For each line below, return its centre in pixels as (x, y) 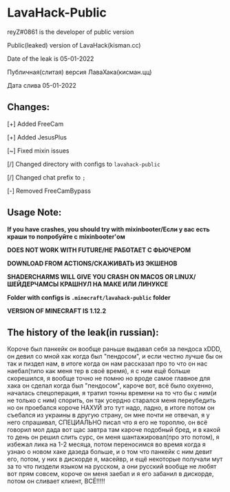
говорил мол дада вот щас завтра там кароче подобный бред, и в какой (114, 430)
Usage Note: (34, 212)
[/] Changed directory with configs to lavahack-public (84, 164)
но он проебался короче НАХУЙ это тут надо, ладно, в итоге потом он (111, 408)
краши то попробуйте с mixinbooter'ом (66, 236)
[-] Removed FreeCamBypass (49, 191)
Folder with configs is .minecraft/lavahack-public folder (89, 297)
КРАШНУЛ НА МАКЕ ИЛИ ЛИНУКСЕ (114, 284)
